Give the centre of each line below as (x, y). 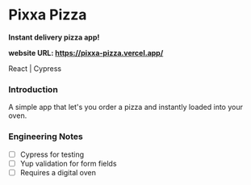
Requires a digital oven (58, 172)
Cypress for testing (52, 154)
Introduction (33, 89)
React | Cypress (35, 68)
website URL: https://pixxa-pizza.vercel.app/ (86, 53)
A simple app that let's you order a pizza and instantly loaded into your (126, 107)
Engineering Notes (46, 137)
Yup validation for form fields (68, 163)
